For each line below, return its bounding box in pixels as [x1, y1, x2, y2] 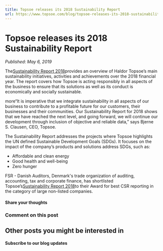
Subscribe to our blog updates [5, 240, 68, 246]
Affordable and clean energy [12, 153, 69, 159]
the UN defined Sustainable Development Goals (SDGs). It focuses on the [5, 139, 152, 145]
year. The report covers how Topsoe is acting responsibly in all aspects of [5, 79, 153, 84]
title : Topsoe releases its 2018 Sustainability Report [5, 7, 120, 12]
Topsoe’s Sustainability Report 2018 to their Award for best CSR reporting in [5, 183, 154, 189]
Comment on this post [5, 212, 59, 218]
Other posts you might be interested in [5, 227, 124, 235]
